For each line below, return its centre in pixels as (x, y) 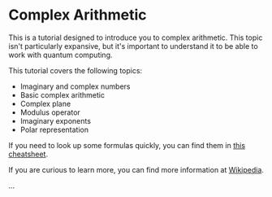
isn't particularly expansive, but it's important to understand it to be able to (133, 46)
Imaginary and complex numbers (75, 86)
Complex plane (45, 103)
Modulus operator (50, 112)
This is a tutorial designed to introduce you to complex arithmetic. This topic (136, 37)
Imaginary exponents (56, 120)
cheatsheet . (28, 154)
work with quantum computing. (60, 55)
